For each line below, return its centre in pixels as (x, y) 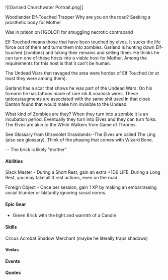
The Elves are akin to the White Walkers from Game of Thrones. (71, 125)
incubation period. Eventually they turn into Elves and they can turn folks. (81, 119)
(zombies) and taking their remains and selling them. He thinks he (91, 53)
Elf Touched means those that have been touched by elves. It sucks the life (83, 42)
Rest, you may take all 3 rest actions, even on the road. (62, 178)
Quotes (13, 273)
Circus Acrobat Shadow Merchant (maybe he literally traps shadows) (77, 238)
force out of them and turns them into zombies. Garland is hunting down (80, 47)
